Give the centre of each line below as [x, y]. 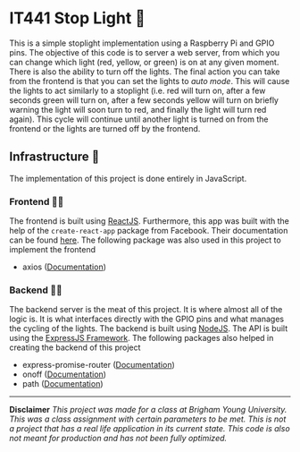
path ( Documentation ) [63, 384]
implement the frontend [53, 250]
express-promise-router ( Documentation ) [99, 365]
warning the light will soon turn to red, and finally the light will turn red [138, 109]
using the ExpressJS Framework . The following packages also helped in [142, 338]
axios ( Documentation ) [64, 267]
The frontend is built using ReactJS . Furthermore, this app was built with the [150, 221]
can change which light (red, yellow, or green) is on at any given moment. [144, 62]
